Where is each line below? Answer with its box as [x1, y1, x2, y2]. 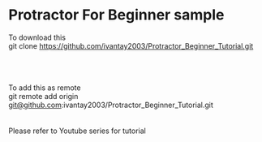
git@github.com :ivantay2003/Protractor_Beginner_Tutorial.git [8, 100, 213, 110]
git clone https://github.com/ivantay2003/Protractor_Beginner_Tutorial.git [8, 41, 254, 50]
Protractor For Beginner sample [8, 6, 225, 24]
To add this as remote [8, 83, 81, 93]
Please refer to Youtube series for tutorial [8, 126, 146, 136]
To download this [8, 32, 67, 42]
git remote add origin [8, 91, 79, 101]
